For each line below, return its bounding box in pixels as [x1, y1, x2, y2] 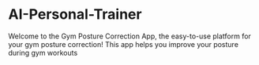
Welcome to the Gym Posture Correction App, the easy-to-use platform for [8, 31, 251, 41]
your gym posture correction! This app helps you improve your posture [8, 39, 239, 49]
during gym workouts [8, 48, 78, 57]
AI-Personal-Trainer [8, 5, 142, 23]
